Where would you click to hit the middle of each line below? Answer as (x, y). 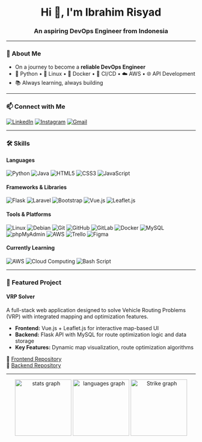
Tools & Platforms (29, 214)
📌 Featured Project (34, 282)
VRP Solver (20, 296)
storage (24, 341)
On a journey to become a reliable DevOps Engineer (80, 67)
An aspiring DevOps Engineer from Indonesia (101, 31)
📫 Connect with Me (36, 106)
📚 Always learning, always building (59, 82)
